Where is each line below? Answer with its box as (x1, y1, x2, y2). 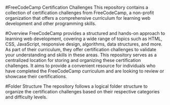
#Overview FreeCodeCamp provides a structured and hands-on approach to (5, 30, 165, 36)
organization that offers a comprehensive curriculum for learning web (5, 15, 151, 21)
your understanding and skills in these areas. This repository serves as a (5, 52, 157, 58)
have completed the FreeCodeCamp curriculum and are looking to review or (5, 68, 164, 74)
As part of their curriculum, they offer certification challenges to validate (5, 47, 156, 52)
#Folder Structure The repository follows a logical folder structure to (5, 83, 148, 89)
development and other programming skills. (5, 20, 96, 26)
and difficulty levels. (5, 94, 48, 100)
